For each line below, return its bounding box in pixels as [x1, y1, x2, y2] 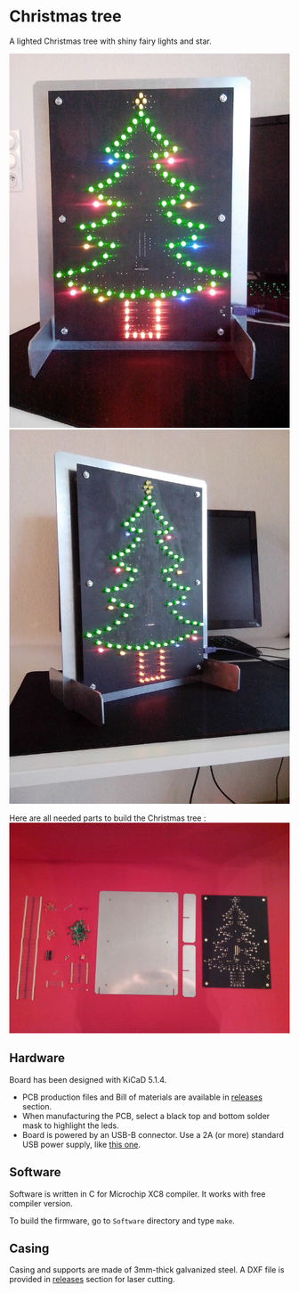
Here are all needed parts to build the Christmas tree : [9, 813, 206, 823]
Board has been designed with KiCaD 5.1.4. [9, 1074, 167, 1084]
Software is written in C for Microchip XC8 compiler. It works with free [9, 1188, 266, 1199]
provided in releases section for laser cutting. [9, 1274, 175, 1285]
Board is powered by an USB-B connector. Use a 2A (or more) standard [21, 1129, 285, 1140]
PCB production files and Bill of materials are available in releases [21, 1092, 263, 1102]
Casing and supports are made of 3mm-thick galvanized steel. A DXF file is [9, 1264, 285, 1275]
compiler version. [9, 1198, 73, 1208]
